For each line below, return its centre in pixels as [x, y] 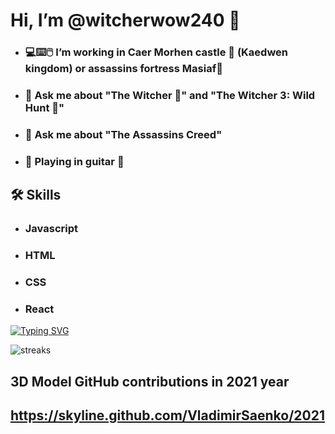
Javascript [51, 229]
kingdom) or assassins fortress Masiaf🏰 [123, 69]
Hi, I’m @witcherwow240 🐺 [125, 20]
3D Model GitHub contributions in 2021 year [150, 381]
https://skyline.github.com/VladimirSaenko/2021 [167, 415]
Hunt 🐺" [44, 108]
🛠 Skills [36, 195]
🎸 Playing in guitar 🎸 [74, 161]
